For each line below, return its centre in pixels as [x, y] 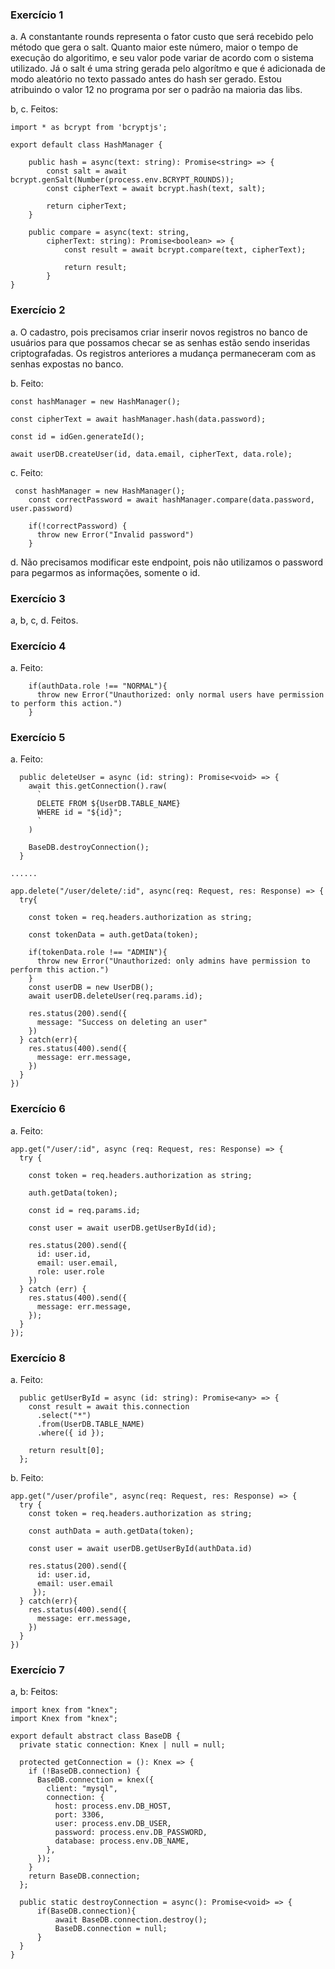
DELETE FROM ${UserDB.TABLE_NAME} [109, 804]
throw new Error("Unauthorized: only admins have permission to [173, 961]
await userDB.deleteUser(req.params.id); [115, 996]
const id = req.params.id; [84, 1210]
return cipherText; [87, 206]
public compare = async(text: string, [109, 233]
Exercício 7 [37, 1670]
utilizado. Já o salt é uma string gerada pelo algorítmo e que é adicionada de [168, 69]
